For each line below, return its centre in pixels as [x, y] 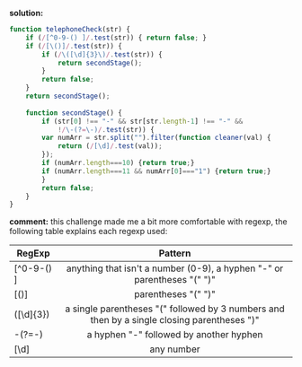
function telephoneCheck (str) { [70, 30]
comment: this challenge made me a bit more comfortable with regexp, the [148, 222]
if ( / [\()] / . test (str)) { [74, 46]
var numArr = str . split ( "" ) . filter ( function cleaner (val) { [156, 138]
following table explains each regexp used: [89, 232]
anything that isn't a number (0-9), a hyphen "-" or [175, 268]
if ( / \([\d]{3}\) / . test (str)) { [102, 54]
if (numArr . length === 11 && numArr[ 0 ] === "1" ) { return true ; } [156, 171]
